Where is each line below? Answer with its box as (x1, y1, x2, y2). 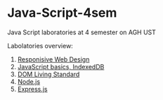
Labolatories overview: (7, 41, 74, 50)
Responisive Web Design (17, 55, 90, 64)
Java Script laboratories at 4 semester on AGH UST (7, 28, 157, 36)
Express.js (17, 85, 48, 93)
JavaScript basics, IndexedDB (17, 62, 105, 71)
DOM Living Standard (17, 70, 80, 78)
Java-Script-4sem (7, 5, 117, 21)
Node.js (17, 77, 41, 85)
